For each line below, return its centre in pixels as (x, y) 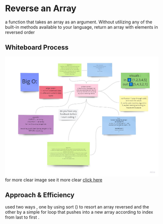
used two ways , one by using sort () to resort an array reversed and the (77, 207)
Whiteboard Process (37, 47)
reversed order (20, 32)
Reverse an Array (41, 9)
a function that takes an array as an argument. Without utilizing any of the (79, 22)
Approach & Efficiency (40, 195)
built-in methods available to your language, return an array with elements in (81, 27)
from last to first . (22, 217)
